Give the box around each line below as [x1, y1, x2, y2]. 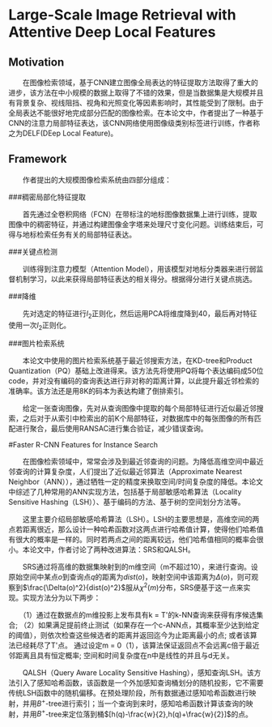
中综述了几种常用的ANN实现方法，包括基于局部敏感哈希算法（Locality [8, 487, 242, 497]
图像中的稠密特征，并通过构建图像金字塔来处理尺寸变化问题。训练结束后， [8, 219, 257, 229]
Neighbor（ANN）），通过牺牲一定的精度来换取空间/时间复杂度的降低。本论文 [8, 477, 264, 487]
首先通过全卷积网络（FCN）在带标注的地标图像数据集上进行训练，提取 [22, 209, 257, 219]
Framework [8, 152, 67, 166]
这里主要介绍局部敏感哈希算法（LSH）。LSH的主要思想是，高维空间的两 [22, 515, 260, 524]
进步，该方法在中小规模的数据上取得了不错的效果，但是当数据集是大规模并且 [8, 88, 264, 97]
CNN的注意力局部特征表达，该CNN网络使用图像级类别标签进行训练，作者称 [8, 118, 261, 127]
